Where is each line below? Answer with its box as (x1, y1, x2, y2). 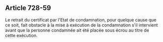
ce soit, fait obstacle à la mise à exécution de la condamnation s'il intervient (5, 22, 158, 28)
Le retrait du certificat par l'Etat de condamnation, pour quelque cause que (5, 17, 157, 22)
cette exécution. (5, 32, 38, 38)
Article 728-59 (5, 4, 52, 12)
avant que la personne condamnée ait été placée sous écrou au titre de (5, 27, 149, 33)
